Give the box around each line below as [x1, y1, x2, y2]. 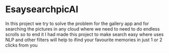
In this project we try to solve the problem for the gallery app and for [5, 20, 149, 26]
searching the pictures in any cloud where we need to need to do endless [5, 25, 160, 32]
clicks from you [5, 42, 38, 48]
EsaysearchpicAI [5, 4, 79, 15]
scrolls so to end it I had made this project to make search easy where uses [5, 31, 164, 37]
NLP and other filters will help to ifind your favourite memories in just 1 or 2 [5, 37, 162, 43]
